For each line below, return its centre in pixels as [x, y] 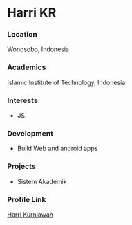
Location [22, 35]
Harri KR [32, 13]
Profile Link [27, 199]
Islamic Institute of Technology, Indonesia [66, 82]
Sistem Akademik [42, 181]
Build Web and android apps [57, 148]
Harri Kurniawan [30, 214]
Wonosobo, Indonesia [38, 49]
